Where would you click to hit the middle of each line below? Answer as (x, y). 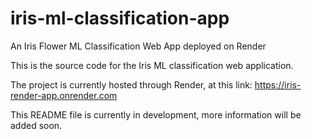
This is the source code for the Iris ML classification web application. (152, 65)
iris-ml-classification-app (120, 18)
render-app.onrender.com (64, 95)
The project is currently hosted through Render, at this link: (131, 84)
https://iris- (278, 84)
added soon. (36, 125)
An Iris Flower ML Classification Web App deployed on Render (138, 46)
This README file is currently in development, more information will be (156, 114)
